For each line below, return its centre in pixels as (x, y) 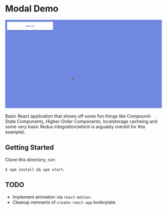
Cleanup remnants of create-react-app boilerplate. (64, 202)
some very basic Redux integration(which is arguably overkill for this (75, 126)
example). (15, 132)
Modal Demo (32, 9)
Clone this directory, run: (31, 159)
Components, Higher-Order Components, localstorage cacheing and (87, 121)
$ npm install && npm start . (35, 169)
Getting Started (30, 148)
